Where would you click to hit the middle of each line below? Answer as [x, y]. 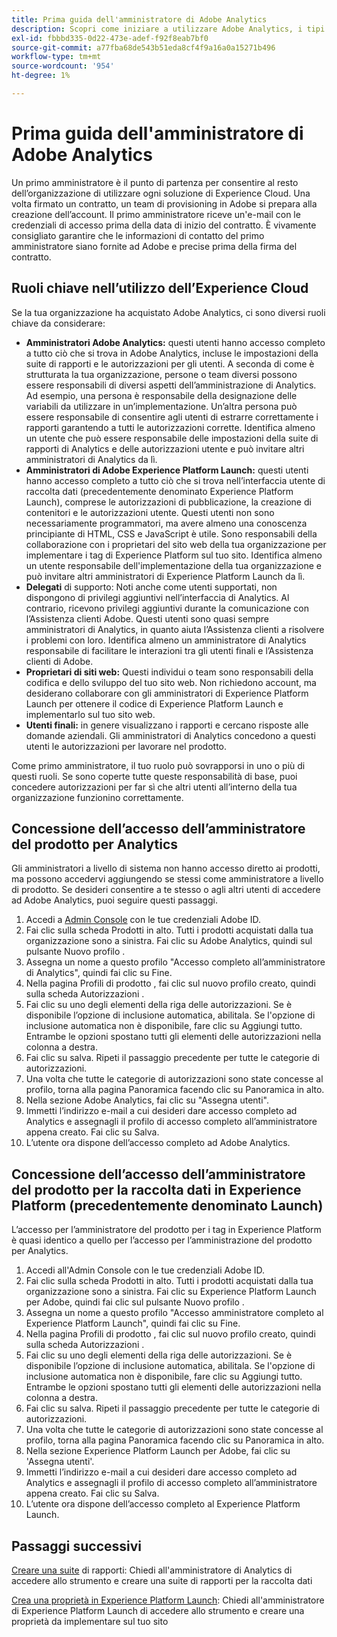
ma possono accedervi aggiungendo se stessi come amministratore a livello [167, 879]
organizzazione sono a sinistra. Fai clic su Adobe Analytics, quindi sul [169, 941]
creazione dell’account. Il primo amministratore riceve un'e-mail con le [156, 214]
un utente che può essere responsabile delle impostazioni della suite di [172, 438]
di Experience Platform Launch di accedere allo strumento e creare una [158, 1611]
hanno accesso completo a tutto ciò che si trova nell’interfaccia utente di [175, 480]
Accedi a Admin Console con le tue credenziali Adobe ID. [143, 920]
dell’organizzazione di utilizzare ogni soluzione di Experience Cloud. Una [161, 193]
